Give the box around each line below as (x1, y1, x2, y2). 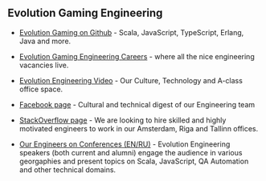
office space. (18, 84, 63, 94)
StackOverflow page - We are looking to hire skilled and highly (18, 115, 227, 125)
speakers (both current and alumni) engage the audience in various (18, 147, 243, 157)
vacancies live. (18, 60, 69, 70)
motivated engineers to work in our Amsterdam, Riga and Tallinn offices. (18, 123, 259, 133)
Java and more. (18, 36, 72, 46)
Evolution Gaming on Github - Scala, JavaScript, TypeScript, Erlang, (18, 27, 244, 37)
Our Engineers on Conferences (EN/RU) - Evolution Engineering (18, 139, 231, 149)
